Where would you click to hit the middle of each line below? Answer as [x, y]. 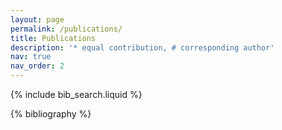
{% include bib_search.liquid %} [76, 94]
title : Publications [53, 38]
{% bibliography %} [51, 114]
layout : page [37, 19]
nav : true [31, 57]
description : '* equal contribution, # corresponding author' [142, 47]
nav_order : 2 [37, 66]
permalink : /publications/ [66, 29]
